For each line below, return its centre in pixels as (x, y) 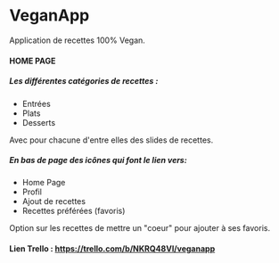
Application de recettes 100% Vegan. (77, 40)
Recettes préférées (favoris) (74, 211)
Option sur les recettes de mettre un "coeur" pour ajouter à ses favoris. (139, 228)
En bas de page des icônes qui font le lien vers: (98, 160)
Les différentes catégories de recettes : (84, 81)
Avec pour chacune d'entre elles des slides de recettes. (111, 140)
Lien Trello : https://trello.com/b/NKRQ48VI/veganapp (112, 249)
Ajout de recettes (54, 201)
